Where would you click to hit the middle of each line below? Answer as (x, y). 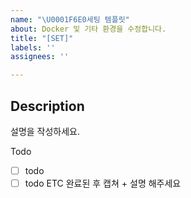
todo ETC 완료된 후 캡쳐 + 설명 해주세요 (103, 183)
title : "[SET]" (42, 38)
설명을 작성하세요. (45, 131)
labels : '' (33, 47)
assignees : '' (40, 57)
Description (47, 106)
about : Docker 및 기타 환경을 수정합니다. (88, 29)
